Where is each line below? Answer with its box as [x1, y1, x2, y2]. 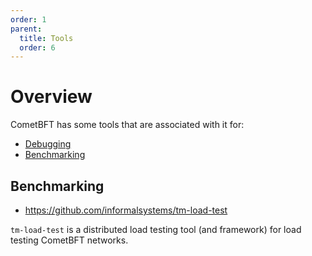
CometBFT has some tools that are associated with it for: [10, 119, 245, 131]
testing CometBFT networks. [10, 234, 129, 246]
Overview [10, 86, 93, 108]
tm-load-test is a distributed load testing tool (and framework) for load [10, 224, 302, 235]
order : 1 [10, 14, 47, 25]
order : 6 [19, 42, 56, 53]
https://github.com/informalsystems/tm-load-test [24, 204, 228, 216]
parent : [10, 24, 43, 34]
